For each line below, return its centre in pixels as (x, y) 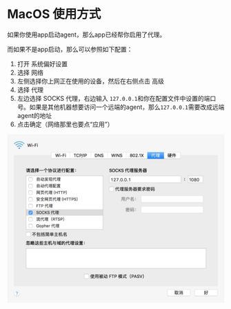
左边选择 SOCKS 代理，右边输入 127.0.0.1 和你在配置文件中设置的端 (113, 98)
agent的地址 (34, 115)
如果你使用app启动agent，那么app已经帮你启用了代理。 (87, 34)
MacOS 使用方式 (54, 14)
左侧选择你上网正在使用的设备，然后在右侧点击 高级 (90, 81)
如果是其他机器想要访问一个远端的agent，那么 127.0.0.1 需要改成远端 (127, 107)
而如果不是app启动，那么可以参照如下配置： (70, 49)
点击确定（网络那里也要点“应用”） (65, 124)
